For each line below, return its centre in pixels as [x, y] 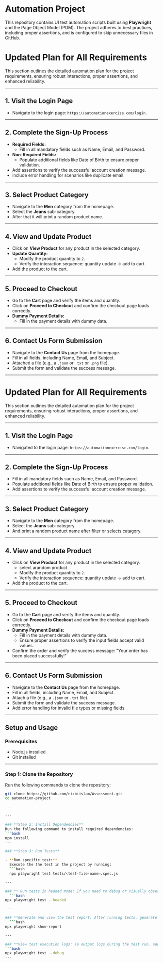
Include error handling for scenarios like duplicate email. [68, 175]
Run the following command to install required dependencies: [69, 829]
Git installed [24, 757]
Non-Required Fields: [34, 154]
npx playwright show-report [33, 927]
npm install [17, 838]
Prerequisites [21, 741]
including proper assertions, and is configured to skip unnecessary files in [79, 33]
